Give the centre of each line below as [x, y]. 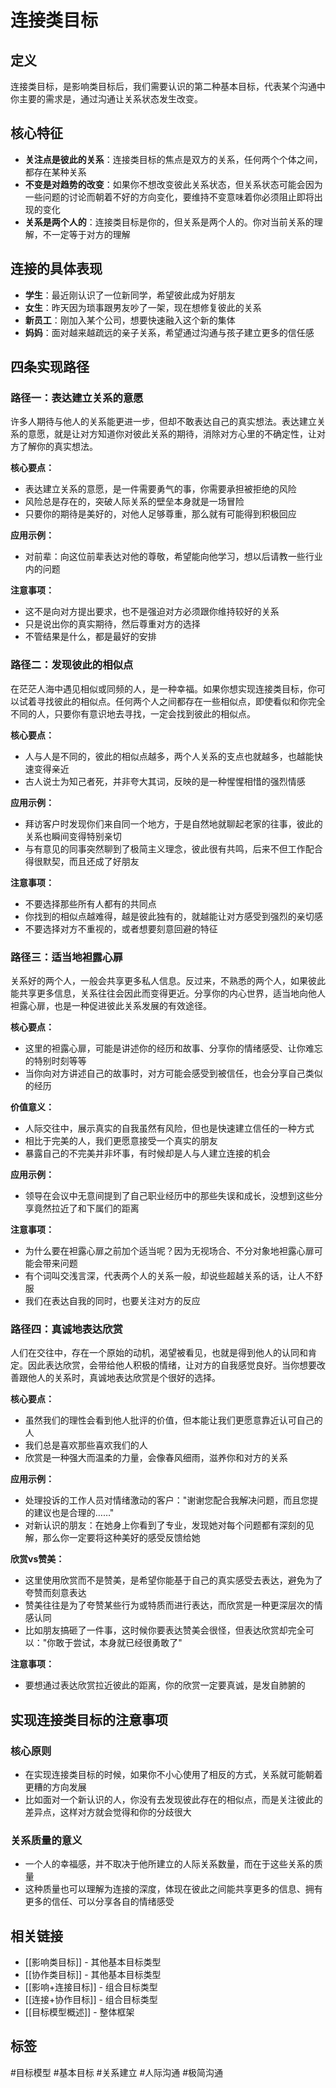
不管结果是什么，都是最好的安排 [90, 637]
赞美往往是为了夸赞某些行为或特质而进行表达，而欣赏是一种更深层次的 [169, 1605]
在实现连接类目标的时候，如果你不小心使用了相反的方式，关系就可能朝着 [173, 1774]
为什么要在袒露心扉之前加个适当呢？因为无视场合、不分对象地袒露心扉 [169, 1250]
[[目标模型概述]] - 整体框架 [79, 2012]
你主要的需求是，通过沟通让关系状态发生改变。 [106, 99]
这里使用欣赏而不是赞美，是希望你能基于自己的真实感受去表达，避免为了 [173, 1580]
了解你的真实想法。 [58, 447]
